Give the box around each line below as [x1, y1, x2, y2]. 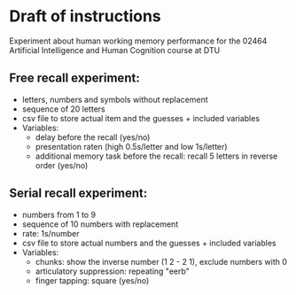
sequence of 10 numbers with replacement [21, 219, 179, 229]
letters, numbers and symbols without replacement [21, 94, 208, 105]
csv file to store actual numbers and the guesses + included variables [21, 237, 277, 248]
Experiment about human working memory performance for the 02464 [9, 35, 268, 46]
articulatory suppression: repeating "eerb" [35, 266, 191, 276]
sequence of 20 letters [21, 104, 105, 114]
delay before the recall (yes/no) [35, 131, 151, 143]
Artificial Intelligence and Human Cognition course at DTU [9, 44, 221, 55]
